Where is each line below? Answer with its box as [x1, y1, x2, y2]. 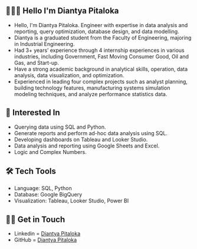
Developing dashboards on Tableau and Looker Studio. [14, 136, 148, 143]
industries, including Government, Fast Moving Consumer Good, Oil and [14, 53, 189, 60]
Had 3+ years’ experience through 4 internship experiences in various [14, 47, 185, 54]
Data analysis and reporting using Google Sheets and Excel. [14, 142, 160, 149]
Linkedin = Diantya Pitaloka [14, 230, 81, 237]
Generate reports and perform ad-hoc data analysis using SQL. [14, 129, 168, 136]
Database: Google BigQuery [14, 191, 83, 198]
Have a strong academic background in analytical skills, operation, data [14, 65, 188, 73]
